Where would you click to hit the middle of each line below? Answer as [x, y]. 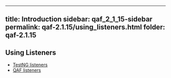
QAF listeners [27, 70]
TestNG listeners [30, 65]
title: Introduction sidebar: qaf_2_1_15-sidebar [79, 19]
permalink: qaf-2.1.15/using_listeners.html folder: [85, 27]
